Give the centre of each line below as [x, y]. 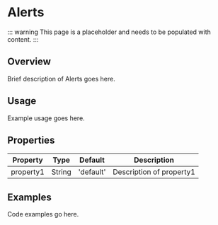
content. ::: [23, 39]
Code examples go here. [43, 214]
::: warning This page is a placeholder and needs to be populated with [109, 32]
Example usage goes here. [46, 118]
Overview [29, 62]
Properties [31, 140]
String [62, 172]
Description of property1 [154, 172]
